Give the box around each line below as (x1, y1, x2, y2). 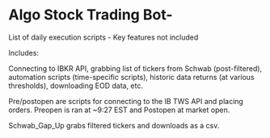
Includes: (8, 48, 39, 57)
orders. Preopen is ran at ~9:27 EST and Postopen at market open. (8, 105, 230, 115)
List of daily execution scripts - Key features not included (8, 32, 199, 42)
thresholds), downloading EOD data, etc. (8, 81, 144, 90)
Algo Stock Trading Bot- (8, 6, 173, 24)
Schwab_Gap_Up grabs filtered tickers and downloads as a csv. (8, 120, 220, 130)
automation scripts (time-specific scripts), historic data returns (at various (8, 72, 255, 82)
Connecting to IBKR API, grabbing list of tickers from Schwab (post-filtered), (8, 63, 263, 73)
